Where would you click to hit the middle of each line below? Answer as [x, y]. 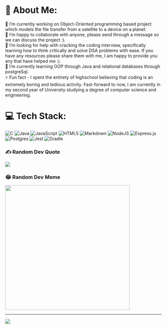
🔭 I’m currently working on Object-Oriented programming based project [78, 24]
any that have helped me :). [33, 61]
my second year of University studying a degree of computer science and [81, 90]
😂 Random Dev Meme [33, 177]
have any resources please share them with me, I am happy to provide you [81, 56]
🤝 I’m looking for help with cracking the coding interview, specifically [76, 45]
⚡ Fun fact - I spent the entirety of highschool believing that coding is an [79, 77]
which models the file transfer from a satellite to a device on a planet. [76, 29]
